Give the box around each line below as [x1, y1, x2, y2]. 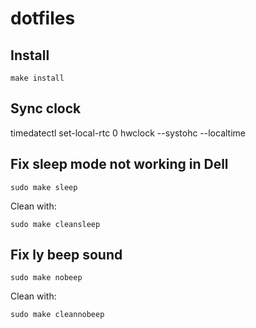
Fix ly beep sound [10, 247, 123, 264]
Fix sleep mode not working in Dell [10, 156, 229, 173]
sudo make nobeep [10, 273, 83, 283]
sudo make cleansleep [10, 219, 101, 229]
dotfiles [10, 7, 76, 30]
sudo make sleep [10, 182, 78, 192]
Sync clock [10, 100, 82, 117]
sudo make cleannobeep [10, 310, 105, 320]
